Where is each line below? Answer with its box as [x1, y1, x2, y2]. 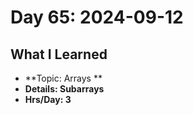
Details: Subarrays [24, 83, 105, 95]
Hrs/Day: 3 [24, 94, 72, 105]
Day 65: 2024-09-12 [10, 6, 184, 29]
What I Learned [10, 46, 108, 63]
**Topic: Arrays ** [24, 72, 103, 84]
